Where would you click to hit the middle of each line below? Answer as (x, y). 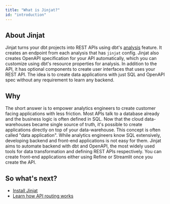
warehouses (18, 125)
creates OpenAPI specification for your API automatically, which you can (81, 59)
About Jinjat (25, 35)
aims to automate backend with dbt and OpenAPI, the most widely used (80, 146)
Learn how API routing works (43, 196)
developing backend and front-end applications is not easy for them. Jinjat (83, 141)
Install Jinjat (25, 190)
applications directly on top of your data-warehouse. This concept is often (83, 130)
